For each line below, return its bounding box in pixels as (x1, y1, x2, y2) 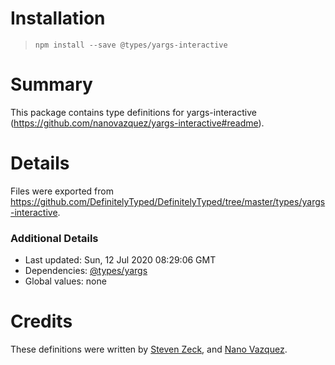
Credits (10, 310, 73, 333)
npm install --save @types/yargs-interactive (34, 40, 228, 50)
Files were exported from (10, 185, 114, 197)
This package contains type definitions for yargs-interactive (10, 106, 257, 118)
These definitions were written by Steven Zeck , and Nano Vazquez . (10, 343, 288, 356)
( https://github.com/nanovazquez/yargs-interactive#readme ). (10, 117, 265, 129)
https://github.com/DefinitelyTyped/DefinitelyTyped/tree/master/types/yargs (10, 195, 326, 207)
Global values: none (24, 275, 107, 287)
